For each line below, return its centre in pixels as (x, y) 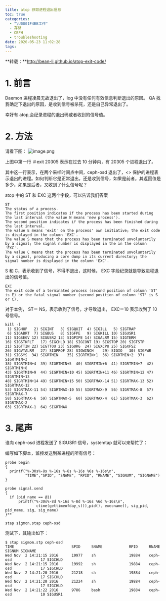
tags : (11, 47)
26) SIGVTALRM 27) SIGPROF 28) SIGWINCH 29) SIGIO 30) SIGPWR (78, 351)
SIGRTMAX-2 (16, 403)
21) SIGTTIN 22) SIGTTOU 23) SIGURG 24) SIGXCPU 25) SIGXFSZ (70, 346)
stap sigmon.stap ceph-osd (33, 523)
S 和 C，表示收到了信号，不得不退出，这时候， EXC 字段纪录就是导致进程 (80, 271)
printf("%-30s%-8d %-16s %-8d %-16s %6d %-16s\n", (71, 502)
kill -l (13, 325)
